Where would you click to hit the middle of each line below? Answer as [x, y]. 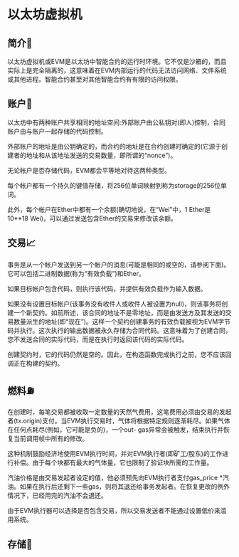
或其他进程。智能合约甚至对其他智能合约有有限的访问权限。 [95, 79]
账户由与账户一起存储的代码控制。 [57, 131]
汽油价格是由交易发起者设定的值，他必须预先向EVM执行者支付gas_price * [115, 478]
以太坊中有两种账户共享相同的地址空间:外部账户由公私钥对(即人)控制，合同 [117, 122]
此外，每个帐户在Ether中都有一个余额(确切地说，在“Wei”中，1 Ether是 [109, 209]
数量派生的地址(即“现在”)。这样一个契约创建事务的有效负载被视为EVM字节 [122, 322]
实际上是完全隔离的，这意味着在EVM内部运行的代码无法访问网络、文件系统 [117, 70]
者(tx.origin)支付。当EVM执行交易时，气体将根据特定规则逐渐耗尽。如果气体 [119, 421]
